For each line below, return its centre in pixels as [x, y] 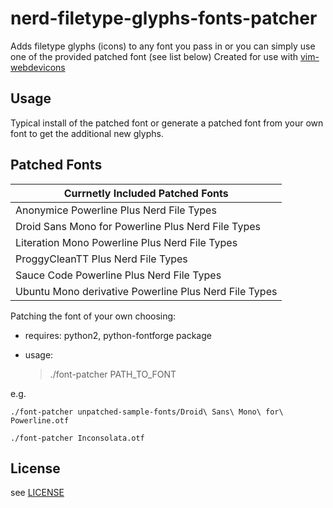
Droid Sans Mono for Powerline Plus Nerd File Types [138, 226]
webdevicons [38, 67]
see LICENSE [37, 493]
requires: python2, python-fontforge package [118, 335]
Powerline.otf [40, 420]
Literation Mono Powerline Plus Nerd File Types [126, 242]
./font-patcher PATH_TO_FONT [113, 374]
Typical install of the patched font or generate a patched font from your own [167, 123]
